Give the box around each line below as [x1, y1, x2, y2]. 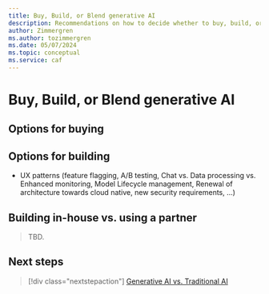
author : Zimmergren [8, 26, 74, 34]
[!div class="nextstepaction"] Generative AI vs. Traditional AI [27, 276, 228, 286]
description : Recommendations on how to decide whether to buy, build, [8, 19, 252, 27]
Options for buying [8, 122, 104, 136]
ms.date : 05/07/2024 [8, 42, 78, 50]
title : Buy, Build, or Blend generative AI [8, 11, 156, 20]
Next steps [8, 255, 64, 268]
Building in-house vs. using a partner [8, 211, 198, 224]
